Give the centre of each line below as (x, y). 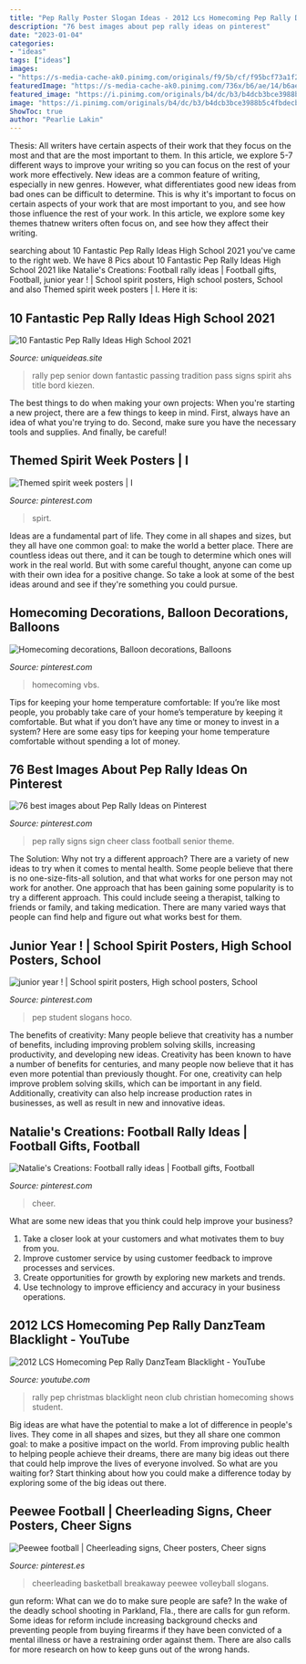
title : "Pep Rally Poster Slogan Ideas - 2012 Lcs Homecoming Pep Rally (150, 18)
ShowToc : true (36, 111)
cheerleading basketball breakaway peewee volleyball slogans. (150, 1583)
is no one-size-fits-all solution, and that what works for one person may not (151, 878)
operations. (44, 1297)
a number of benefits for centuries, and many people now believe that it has (152, 1064)
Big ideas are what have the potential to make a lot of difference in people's (151, 1424)
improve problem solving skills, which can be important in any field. (136, 1083)
